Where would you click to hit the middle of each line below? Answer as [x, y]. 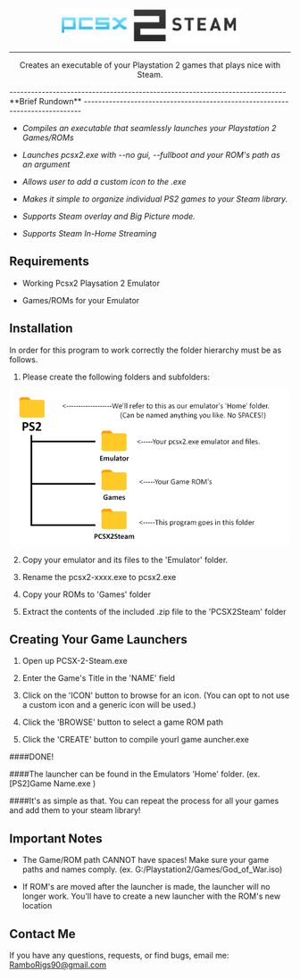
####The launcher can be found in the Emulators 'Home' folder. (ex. [135, 774]
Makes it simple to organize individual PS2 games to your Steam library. [155, 199]
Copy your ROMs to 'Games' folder [87, 594]
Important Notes [56, 838]
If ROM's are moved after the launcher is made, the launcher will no [146, 887]
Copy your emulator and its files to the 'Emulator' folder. [125, 560]
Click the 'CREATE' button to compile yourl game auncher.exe [136, 740]
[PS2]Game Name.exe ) [53, 784]
